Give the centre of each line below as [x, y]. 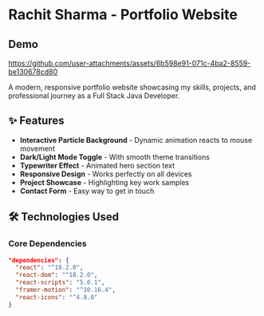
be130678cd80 [33, 72]
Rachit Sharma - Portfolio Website [123, 15]
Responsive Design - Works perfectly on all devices [106, 174]
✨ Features [36, 121]
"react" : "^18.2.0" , [49, 268]
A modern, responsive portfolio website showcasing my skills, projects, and [132, 87]
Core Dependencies [48, 243]
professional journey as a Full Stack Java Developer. [94, 96]
